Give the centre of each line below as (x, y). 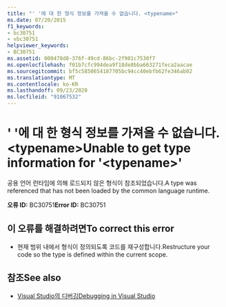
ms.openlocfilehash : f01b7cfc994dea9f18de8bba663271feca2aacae (100, 65)
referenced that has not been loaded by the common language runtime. (109, 190)
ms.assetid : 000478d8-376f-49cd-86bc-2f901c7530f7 (81, 59)
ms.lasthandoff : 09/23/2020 (48, 90)
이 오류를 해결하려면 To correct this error (91, 229)
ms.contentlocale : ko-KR (43, 84)
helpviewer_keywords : (38, 46)
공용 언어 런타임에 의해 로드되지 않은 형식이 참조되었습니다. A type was (102, 183)
